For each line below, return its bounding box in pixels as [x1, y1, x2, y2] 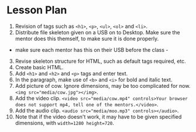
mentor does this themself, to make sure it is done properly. [15, 35, 159, 42]
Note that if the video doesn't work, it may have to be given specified [15, 113, 182, 120]
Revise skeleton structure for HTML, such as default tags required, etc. [15, 58, 186, 65]
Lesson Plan [6, 3, 67, 17]
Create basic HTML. [15, 63, 64, 70]
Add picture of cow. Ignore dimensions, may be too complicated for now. [15, 82, 191, 89]
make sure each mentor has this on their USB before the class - [15, 46, 169, 53]
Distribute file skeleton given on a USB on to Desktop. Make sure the [15, 28, 180, 35]
